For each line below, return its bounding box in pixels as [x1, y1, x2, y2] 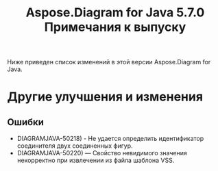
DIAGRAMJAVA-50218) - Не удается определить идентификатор [16, 135, 204, 143]
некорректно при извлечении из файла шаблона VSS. [16, 156, 175, 165]
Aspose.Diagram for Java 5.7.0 [25, 5, 205, 21]
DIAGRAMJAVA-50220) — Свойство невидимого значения [16, 149, 187, 157]
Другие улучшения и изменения [7, 89, 204, 105]
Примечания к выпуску [44, 19, 186, 35]
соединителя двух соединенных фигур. [16, 142, 133, 150]
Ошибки [7, 116, 45, 128]
